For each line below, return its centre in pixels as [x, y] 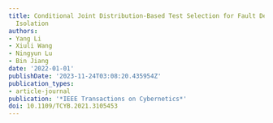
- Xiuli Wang [30, 46]
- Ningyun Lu [30, 53]
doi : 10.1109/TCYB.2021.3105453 [63, 106]
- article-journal [39, 91]
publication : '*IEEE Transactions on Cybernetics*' [97, 99]
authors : [23, 31]
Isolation [32, 23]
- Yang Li [25, 38]
